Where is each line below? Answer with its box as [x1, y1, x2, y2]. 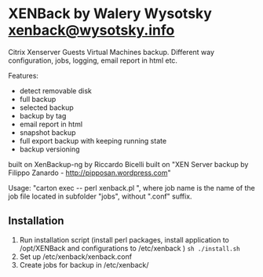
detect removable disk [19, 86, 92, 95]
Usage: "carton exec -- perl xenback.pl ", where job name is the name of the [8, 183, 255, 192]
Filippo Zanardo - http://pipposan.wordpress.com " [8, 168, 171, 177]
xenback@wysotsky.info [8, 21, 175, 39]
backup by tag [19, 111, 67, 120]
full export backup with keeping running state [19, 136, 167, 145]
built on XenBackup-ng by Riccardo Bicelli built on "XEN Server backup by [8, 159, 249, 169]
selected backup [19, 103, 75, 112]
